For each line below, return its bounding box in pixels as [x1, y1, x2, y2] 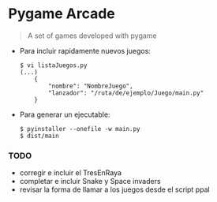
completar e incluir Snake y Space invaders [19, 177, 161, 186]
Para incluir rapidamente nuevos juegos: [19, 46, 152, 55]
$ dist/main [19, 132, 59, 140]
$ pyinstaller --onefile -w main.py [19, 125, 140, 133]
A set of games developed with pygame [27, 31, 157, 40]
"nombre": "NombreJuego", [48, 82, 133, 90]
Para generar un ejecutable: [19, 110, 110, 119]
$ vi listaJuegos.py [19, 61, 88, 69]
